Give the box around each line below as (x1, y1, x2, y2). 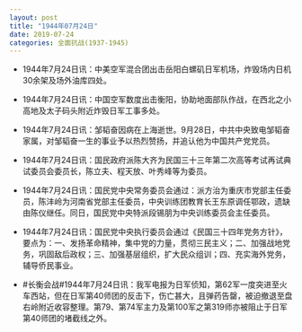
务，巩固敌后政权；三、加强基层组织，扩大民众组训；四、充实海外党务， (22, 249, 290, 260)
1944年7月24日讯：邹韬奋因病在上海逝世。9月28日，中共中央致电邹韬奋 (22, 125, 290, 135)
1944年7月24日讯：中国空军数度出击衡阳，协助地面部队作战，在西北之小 (22, 94, 292, 105)
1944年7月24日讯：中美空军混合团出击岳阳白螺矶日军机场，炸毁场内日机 (22, 64, 292, 74)
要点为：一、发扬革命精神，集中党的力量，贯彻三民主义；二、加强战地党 (22, 238, 290, 249)
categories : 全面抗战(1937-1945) (9, 38, 129, 48)
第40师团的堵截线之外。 (22, 313, 112, 324)
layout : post (9, 13, 58, 22)
